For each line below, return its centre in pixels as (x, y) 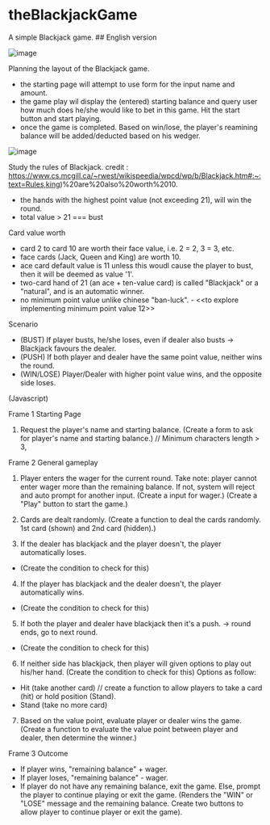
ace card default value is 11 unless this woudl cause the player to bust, (137, 265)
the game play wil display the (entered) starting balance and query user (139, 101)
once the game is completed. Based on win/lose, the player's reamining (139, 127)
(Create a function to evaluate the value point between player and (129, 729)
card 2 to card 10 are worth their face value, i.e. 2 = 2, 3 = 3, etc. (127, 248)
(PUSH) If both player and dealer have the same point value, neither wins (141, 356)
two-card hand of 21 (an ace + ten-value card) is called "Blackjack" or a (139, 282)
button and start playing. (61, 118)
